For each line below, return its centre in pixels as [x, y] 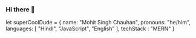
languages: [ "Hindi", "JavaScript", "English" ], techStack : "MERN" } [90, 28]
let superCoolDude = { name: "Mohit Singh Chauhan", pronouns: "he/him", [98, 23]
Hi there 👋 [21, 9]
